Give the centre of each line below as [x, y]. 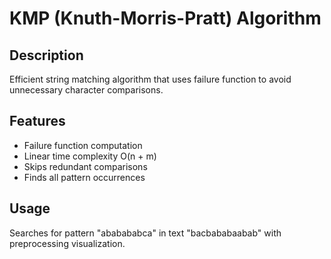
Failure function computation [83, 145]
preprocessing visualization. [67, 243]
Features [37, 121]
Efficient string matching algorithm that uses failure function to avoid [150, 79]
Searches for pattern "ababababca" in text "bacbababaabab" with [145, 233]
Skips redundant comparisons [85, 166]
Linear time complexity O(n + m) [90, 156]
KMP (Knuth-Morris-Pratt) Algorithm [165, 18]
